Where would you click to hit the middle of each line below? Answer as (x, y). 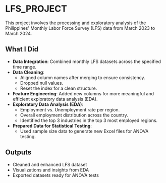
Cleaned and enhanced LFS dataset (50, 164)
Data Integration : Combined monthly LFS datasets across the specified (87, 62)
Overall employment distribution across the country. (74, 115)
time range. (24, 67)
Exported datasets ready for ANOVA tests (56, 175)
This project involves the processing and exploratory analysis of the (76, 23)
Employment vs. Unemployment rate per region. (70, 109)
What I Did (22, 49)
